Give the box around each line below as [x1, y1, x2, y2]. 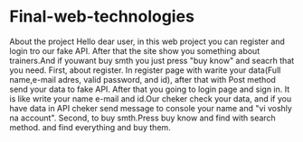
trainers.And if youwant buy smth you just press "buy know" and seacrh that [9, 55, 295, 66]
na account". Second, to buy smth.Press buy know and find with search [9, 112, 276, 123]
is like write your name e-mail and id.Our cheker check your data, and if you [9, 93, 292, 104]
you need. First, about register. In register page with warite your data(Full [9, 65, 281, 75]
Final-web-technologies [9, 6, 194, 27]
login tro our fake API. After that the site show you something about [9, 45, 260, 56]
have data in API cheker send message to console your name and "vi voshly [9, 102, 292, 113]
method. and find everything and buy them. [9, 121, 172, 132]
